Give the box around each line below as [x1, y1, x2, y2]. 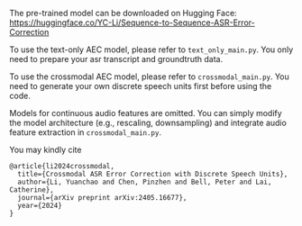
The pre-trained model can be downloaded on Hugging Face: [9, 8, 237, 18]
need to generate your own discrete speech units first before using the [9, 81, 272, 91]
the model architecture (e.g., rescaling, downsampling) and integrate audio [9, 117, 287, 128]
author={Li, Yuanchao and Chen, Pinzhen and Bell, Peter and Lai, [17, 177, 272, 186]
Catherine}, [9, 185, 54, 194]
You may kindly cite [9, 144, 82, 155]
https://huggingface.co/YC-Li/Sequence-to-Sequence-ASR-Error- [9, 17, 255, 28]
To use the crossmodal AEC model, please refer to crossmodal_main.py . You [9, 71, 290, 82]
